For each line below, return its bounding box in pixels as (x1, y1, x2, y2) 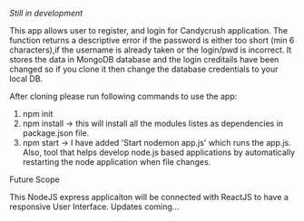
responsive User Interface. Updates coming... (9, 201, 180, 212)
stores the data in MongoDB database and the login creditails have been (9, 54, 279, 64)
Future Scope (9, 174, 61, 185)
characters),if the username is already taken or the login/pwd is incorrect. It (9, 44, 292, 55)
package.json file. (22, 128, 90, 139)
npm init (22, 109, 54, 119)
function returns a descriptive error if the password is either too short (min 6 (9, 35, 295, 45)
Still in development (9, 8, 83, 18)
